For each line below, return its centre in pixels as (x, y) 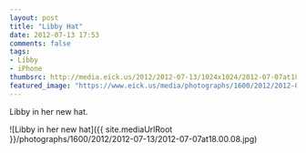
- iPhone (26, 69)
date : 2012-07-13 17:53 (55, 35)
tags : (20, 52)
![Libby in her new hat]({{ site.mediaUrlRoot (91, 129)
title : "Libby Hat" (46, 26)
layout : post (34, 18)
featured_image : (40, 86)
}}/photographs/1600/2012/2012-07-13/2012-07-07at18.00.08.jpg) (133, 138)
